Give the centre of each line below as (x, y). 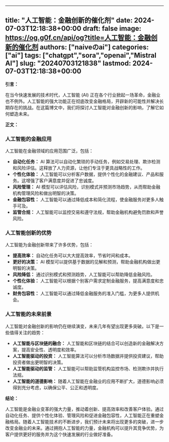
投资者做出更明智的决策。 (39, 362)
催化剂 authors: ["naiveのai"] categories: (84, 47)
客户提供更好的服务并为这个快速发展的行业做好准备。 (60, 434)
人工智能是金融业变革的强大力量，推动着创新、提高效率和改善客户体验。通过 (84, 409)
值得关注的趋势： (27, 332)
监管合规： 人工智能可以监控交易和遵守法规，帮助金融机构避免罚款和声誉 (88, 212)
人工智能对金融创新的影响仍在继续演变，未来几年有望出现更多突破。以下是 (82, 326)
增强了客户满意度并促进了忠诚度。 (61, 181)
